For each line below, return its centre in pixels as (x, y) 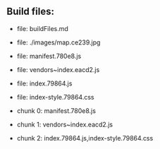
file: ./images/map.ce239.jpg (59, 42)
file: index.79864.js (44, 83)
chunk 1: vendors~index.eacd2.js (65, 124)
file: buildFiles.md (42, 28)
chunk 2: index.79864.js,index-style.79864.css (85, 138)
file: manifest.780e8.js (49, 56)
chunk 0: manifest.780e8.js (56, 111)
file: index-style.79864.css (55, 97)
